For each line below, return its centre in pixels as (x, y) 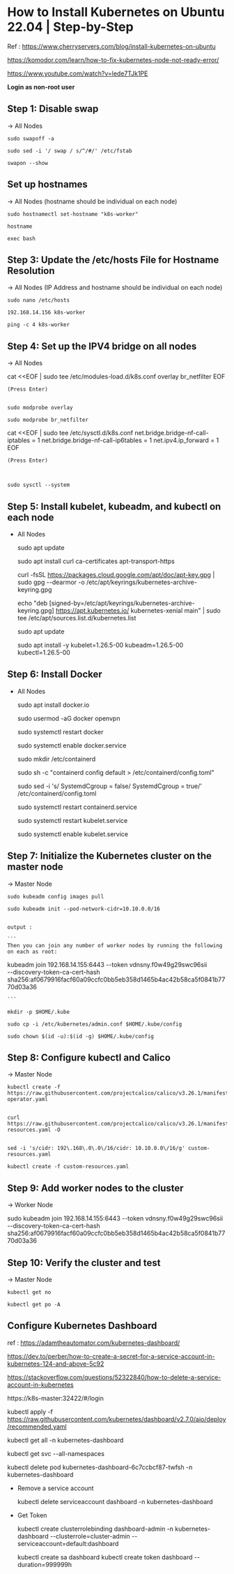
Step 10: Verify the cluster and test (84, 1263)
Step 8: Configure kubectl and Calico (89, 1058)
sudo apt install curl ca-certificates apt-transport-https (96, 561)
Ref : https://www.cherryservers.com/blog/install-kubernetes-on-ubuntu (111, 46)
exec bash (22, 238)
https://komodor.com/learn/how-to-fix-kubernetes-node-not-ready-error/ (113, 59)
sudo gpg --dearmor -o (51, 582)
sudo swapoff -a (31, 138)
